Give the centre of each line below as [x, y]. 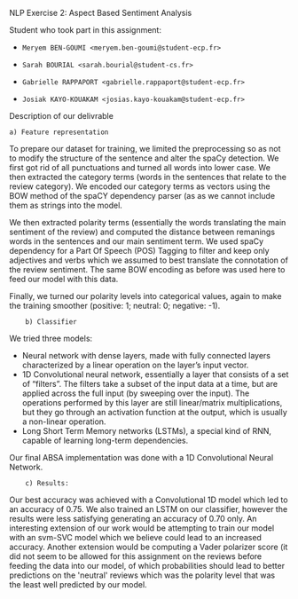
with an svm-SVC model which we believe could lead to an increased [135, 537]
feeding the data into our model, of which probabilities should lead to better [147, 566]
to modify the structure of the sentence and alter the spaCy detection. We [144, 158]
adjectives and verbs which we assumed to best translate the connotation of [149, 260]
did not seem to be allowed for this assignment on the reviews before [136, 556]
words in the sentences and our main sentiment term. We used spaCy [137, 241]
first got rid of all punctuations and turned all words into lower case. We [140, 167]
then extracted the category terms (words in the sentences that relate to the [148, 177]
